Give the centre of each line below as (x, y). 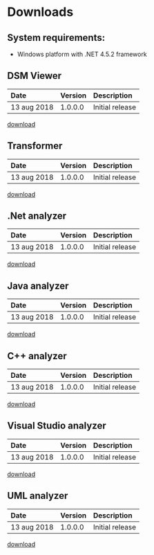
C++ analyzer (37, 356)
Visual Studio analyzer (57, 426)
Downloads (40, 12)
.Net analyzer (37, 216)
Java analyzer (38, 285)
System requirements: (56, 38)
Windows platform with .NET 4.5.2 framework (82, 54)
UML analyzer (38, 496)
